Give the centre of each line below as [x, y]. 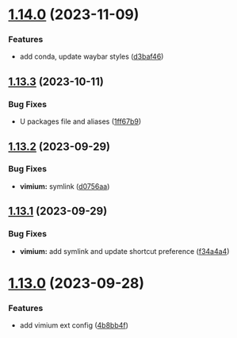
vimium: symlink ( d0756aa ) [65, 186]
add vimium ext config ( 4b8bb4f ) [74, 325]
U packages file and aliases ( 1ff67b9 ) [80, 121]
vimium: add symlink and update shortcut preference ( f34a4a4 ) [124, 251]
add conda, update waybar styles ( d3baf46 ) [92, 56]
